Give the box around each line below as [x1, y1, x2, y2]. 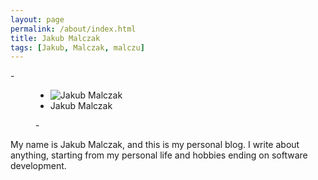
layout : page [10, 14, 65, 25]
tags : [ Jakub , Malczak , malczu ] [10, 42, 145, 53]
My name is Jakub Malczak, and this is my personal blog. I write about [10, 139, 300, 151]
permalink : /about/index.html [10, 24, 137, 34]
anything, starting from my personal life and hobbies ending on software [10, 149, 308, 161]
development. [10, 160, 67, 172]
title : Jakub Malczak [10, 33, 101, 43]
